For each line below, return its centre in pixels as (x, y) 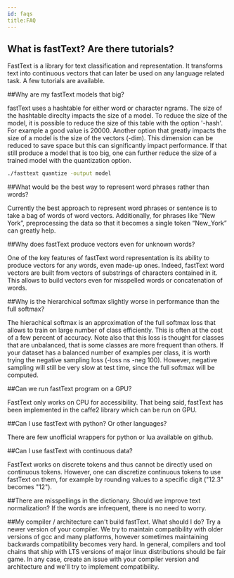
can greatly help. (32, 230)
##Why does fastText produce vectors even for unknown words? (101, 245)
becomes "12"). (30, 487)
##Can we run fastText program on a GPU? (70, 389)
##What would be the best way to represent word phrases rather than (108, 187)
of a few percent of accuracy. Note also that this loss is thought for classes (116, 338)
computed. (23, 375)
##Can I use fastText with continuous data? (70, 451)
